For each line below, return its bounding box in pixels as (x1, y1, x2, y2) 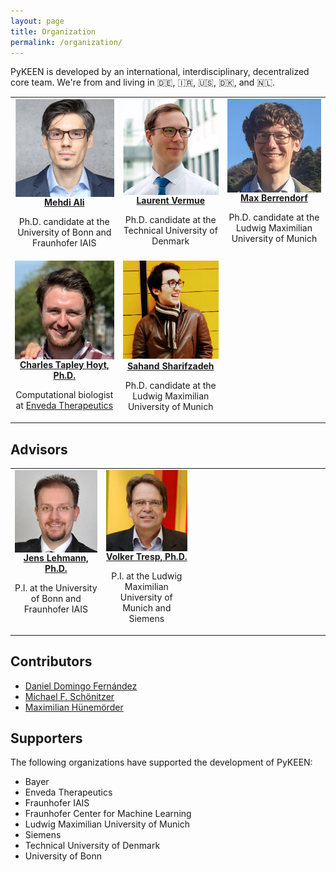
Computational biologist (15, 389, 114, 401)
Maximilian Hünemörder (24, 701, 124, 713)
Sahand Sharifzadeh (126, 360, 215, 372)
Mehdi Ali (44, 196, 85, 209)
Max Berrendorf (240, 192, 308, 204)
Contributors (10, 653, 93, 670)
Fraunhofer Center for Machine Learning (24, 808, 192, 820)
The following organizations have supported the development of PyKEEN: (10, 756, 313, 769)
